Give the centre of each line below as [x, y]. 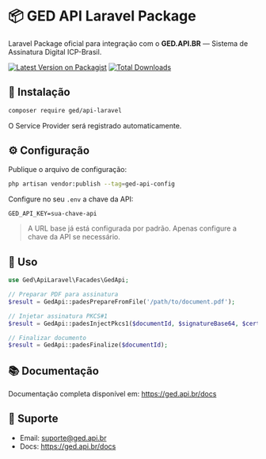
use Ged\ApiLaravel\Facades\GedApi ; [68, 280]
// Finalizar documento [47, 338]
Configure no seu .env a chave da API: [71, 199]
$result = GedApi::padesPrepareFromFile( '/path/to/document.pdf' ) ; [122, 302]
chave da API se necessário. [74, 237]
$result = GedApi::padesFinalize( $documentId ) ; [88, 345]
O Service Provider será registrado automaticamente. [95, 125]
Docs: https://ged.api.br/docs [68, 446]
